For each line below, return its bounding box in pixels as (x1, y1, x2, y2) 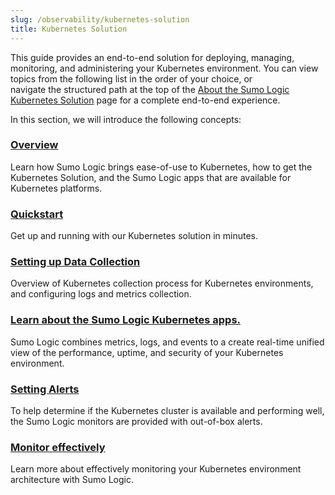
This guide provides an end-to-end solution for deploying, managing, (10, 51, 295, 63)
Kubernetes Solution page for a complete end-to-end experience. (10, 94, 281, 106)
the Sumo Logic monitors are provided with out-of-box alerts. (10, 415, 263, 427)
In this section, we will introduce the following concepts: (10, 113, 242, 125)
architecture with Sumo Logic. (10, 474, 134, 486)
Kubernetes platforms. (10, 182, 103, 194)
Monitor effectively (10, 440, 106, 454)
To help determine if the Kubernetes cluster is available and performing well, (10, 404, 325, 416)
